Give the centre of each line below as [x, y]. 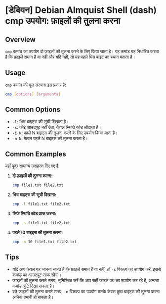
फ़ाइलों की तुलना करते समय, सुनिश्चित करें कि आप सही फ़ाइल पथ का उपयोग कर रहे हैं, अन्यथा [86, 280]
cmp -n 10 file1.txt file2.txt [44, 242]
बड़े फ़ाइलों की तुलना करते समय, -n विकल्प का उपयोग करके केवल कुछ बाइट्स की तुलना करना [86, 291]
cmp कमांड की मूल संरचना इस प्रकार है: [36, 85]
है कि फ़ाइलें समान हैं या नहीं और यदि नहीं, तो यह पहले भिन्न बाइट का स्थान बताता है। [70, 57]
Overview [21, 39]
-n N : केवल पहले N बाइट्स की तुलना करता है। [50, 138]
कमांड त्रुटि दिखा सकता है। [33, 286]
